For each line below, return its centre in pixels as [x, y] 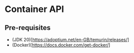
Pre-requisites [28, 28]
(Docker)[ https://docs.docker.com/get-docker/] [61, 45]
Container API [34, 9]
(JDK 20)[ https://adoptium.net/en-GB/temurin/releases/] [71, 39]
